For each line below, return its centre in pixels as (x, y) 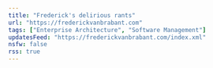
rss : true (24, 52)
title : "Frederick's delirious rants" (72, 15)
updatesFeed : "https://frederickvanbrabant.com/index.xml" (107, 37)
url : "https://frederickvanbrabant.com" (76, 23)
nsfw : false (28, 45)
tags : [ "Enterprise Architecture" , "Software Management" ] (107, 30)
